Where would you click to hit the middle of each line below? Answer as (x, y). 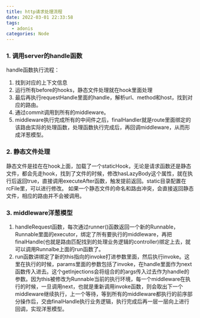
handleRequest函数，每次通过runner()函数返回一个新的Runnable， (97, 227)
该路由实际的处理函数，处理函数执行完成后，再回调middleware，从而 (100, 127)
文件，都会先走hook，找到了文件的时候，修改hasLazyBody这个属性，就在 (97, 173)
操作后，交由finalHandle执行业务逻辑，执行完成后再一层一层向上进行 (105, 301)
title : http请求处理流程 (34, 12)
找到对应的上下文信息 (41, 83)
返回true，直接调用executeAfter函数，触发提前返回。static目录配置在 (101, 181)
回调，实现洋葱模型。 (41, 309)
